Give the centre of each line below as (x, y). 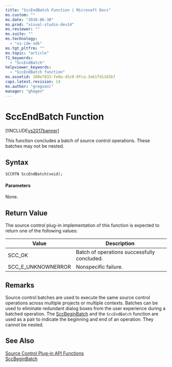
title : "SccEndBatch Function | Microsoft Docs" (58, 10)
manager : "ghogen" (25, 91)
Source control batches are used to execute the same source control (78, 298)
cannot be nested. (25, 325)
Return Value (26, 213)
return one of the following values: (41, 231)
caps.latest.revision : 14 (33, 82)
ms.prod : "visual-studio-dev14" (40, 24)
